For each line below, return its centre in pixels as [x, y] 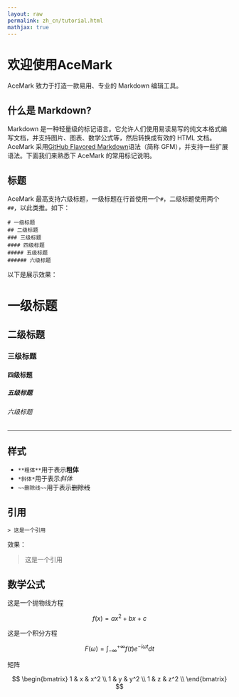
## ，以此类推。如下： [39, 207]
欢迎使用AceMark [60, 64]
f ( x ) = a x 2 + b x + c [119, 618]
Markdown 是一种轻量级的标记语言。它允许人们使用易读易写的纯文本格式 [114, 129]
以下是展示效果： [32, 274]
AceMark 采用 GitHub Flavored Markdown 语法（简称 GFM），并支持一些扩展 [118, 147]
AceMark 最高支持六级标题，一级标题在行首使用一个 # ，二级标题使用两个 [113, 198]
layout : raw [25, 14]
